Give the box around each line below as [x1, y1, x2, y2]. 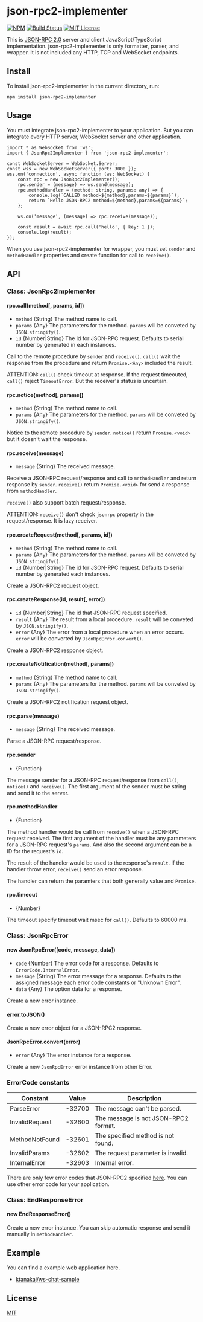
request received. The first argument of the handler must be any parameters [7, 834, 196, 842]
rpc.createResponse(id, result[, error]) [7, 596, 105, 603]
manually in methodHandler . [7, 1230, 73, 1237]
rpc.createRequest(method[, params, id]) [7, 531, 113, 538]
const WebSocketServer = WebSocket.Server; [7, 160, 118, 167]
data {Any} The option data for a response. [15, 985, 122, 993]
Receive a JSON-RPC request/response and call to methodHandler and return [7, 474, 196, 482]
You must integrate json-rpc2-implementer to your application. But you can [7, 126, 193, 134]
